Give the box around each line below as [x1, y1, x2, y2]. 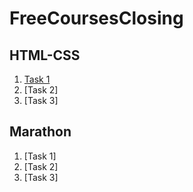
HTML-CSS [9, 47, 81, 64]
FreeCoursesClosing [9, 7, 184, 30]
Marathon [9, 123, 72, 141]
